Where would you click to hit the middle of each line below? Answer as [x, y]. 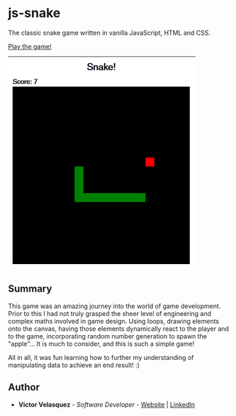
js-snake [34, 13]
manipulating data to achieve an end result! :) [74, 365]
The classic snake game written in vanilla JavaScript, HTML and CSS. [109, 33]
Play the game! [30, 46]
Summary [30, 289]
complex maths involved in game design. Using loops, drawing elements [113, 321]
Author [24, 387]
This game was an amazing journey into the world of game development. [114, 306]
